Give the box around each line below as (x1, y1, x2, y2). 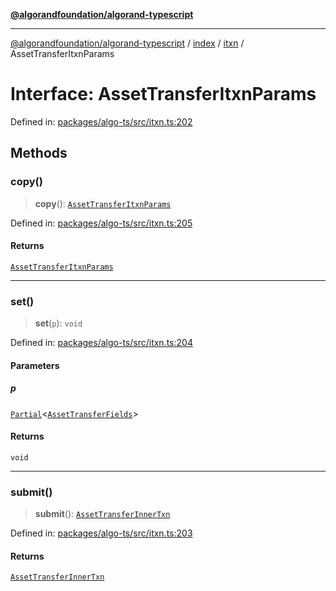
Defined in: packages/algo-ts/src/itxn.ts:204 (10, 337, 193, 349)
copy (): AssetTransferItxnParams (34, 197, 172, 209)
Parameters (10, 359, 60, 371)
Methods (10, 145, 68, 162)
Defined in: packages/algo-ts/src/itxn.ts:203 (10, 527, 193, 539)
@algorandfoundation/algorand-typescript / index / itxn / (10, 37, 245, 49)
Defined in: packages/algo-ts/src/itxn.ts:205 (10, 217, 193, 229)
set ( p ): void (34, 317, 83, 329)
